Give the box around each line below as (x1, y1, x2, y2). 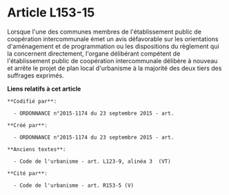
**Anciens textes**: (7, 146, 67, 152)
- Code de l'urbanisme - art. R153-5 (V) (13, 182, 135, 189)
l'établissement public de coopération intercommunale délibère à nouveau (7, 56, 218, 65)
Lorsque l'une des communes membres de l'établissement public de (7, 27, 202, 36)
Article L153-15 (7, 5, 95, 21)
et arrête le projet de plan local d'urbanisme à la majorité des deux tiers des (7, 64, 222, 72)
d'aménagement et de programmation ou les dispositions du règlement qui (7, 42, 219, 50)
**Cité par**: (7, 170, 48, 176)
